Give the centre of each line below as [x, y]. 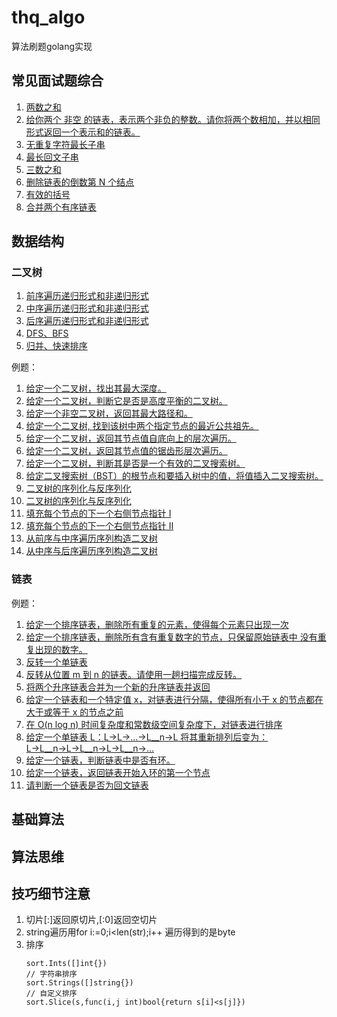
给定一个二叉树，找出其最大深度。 [96, 388]
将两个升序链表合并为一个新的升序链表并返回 [118, 687]
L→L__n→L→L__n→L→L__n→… [90, 748]
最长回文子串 [52, 157]
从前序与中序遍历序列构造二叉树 [91, 538]
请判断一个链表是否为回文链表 [87, 785]
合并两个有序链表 [61, 207]
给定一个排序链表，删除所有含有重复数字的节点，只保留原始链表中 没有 [171, 637]
